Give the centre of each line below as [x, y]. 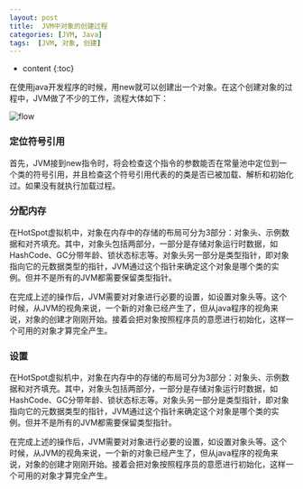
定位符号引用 [37, 142]
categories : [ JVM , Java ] [56, 34]
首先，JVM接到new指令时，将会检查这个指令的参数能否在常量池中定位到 [144, 162]
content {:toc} [48, 69]
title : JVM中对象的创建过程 [59, 26]
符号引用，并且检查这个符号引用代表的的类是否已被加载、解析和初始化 [163, 174]
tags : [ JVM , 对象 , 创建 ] [55, 43]
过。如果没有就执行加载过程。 [64, 185]
